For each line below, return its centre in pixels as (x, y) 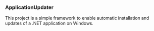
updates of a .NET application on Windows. (49, 23)
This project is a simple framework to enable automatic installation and (77, 18)
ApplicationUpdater (29, 7)
